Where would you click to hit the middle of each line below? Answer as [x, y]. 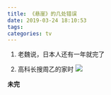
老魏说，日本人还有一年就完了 [61, 54]
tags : [15, 27]
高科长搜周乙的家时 [46, 69]
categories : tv [30, 33]
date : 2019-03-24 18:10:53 [47, 20]
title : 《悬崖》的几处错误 [42, 14]
